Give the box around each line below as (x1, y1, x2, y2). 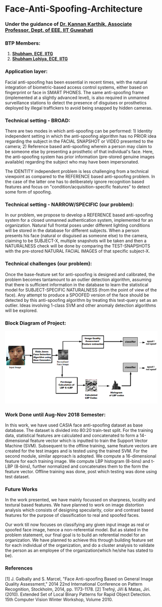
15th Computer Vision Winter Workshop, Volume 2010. (5, 596, 113, 602)
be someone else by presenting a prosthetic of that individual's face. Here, (5, 149, 154, 154)
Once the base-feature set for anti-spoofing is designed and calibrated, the (5, 271, 155, 277)
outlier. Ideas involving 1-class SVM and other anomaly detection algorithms (5, 302, 156, 308)
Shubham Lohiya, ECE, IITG (12, 56, 68, 62)
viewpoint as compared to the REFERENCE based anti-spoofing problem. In (5, 174, 155, 179)
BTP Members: (5, 40, 41, 47)
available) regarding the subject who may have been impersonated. (5, 159, 139, 164)
